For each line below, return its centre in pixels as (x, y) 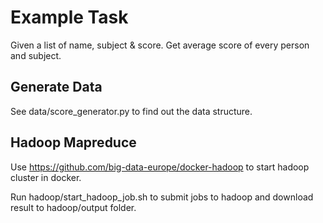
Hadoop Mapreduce (73, 142)
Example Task (69, 17)
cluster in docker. (46, 177)
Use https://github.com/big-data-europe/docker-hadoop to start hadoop (160, 167)
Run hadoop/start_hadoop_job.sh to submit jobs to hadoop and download (162, 197)
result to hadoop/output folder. (73, 207)
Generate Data (56, 87)
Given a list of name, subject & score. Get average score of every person (160, 45)
